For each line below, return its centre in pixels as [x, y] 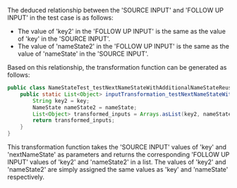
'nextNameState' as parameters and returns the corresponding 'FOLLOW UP [119, 155]
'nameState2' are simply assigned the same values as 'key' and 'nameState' [118, 169]
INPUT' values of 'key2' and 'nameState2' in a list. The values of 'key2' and [117, 162]
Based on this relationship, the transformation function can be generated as [117, 67]
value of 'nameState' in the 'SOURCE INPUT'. [83, 54]
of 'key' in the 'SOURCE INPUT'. [64, 39]
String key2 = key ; [61, 101]
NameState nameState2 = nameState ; [85, 107]
